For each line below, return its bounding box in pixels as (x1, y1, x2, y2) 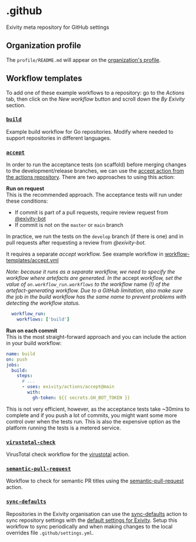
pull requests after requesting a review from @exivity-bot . (6, 239, 146, 246)
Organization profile (6, 41, 81, 51)
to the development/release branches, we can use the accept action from (6, 167, 184, 174)
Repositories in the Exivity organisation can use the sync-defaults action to (6, 510, 188, 517)
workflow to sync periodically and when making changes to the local (6, 523, 172, 530)
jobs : (6, 362, 19, 368)
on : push (6, 356, 28, 362)
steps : (16, 373, 33, 379)
